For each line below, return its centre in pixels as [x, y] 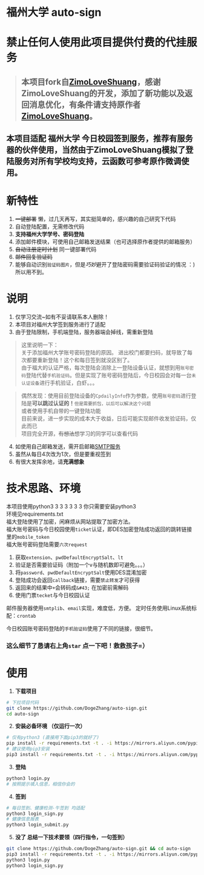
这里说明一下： [40, 345]
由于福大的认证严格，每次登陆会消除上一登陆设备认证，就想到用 [100, 368]
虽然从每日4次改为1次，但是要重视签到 [63, 454]
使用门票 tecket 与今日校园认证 [52, 595]
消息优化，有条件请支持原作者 [85, 105]
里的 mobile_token [28, 536]
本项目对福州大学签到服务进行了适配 [60, 325]
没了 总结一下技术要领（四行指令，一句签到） [71, 837]
